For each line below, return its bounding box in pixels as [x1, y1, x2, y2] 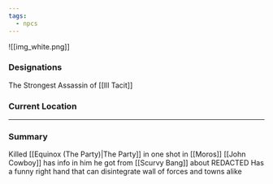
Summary [8, 131, 49, 143]
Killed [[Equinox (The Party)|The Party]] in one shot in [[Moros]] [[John [8, 149, 246, 159]
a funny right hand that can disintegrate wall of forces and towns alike [8, 167, 242, 177]
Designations [8, 62, 63, 73]
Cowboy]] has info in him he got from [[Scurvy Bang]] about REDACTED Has [8, 158, 264, 168]
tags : [8, 11, 27, 20]
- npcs [15, 19, 38, 28]
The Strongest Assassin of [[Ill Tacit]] [8, 80, 133, 90]
